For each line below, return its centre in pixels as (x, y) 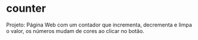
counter (26, 9)
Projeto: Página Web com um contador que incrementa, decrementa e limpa (99, 25)
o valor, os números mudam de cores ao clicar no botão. (75, 31)
